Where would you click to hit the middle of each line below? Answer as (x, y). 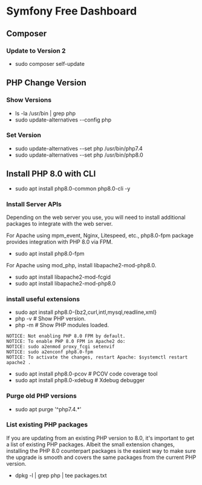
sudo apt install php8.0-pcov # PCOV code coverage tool (86, 374)
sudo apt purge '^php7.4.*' (48, 409)
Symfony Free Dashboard (72, 11)
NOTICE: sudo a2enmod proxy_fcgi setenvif (60, 347)
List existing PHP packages (47, 425)
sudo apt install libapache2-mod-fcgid (63, 277)
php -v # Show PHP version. (50, 319)
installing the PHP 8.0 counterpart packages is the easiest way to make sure (101, 451)
